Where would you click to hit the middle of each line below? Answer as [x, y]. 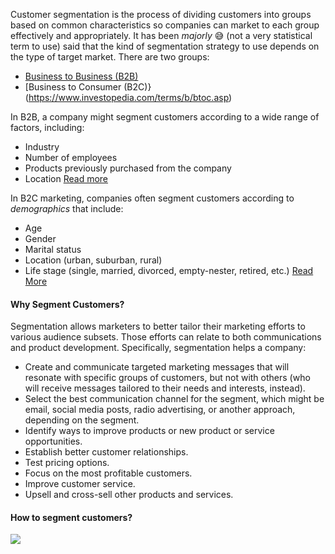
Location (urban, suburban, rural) [93, 260]
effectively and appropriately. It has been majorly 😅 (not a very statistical [161, 35]
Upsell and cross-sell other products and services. [129, 495]
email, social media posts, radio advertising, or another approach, [160, 410]
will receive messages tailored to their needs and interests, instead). [165, 388]
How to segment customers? [71, 517]
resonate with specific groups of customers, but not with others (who [167, 378]
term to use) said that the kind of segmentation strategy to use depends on [165, 46]
